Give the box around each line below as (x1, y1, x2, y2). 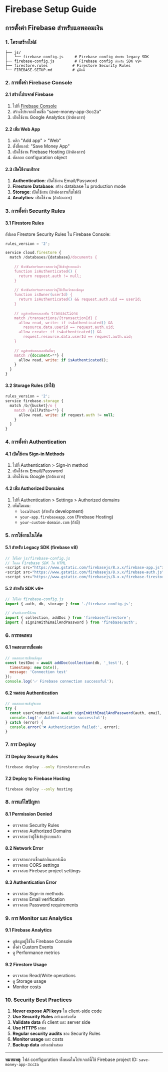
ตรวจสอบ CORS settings (12, 862, 59, 868)
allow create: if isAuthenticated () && (18, 330, 101, 335)
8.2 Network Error (5, 845, 43, 851)
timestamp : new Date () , (9, 665, 59, 670)
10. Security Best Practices (5, 996, 72, 1003)
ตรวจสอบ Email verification (12, 896, 65, 902)
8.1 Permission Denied (5, 811, 52, 817)
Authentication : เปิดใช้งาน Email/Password (12, 178, 97, 184)
